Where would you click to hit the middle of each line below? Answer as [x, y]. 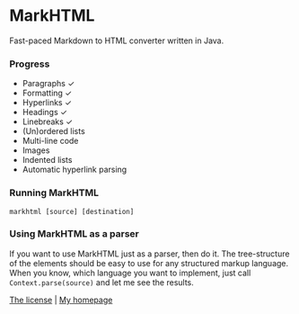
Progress [30, 64]
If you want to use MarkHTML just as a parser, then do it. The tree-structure [149, 254]
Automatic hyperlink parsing [75, 170]
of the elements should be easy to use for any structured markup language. [149, 263]
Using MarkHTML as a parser [74, 234]
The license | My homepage [61, 300]
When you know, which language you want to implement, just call [130, 273]
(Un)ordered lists [53, 131]
